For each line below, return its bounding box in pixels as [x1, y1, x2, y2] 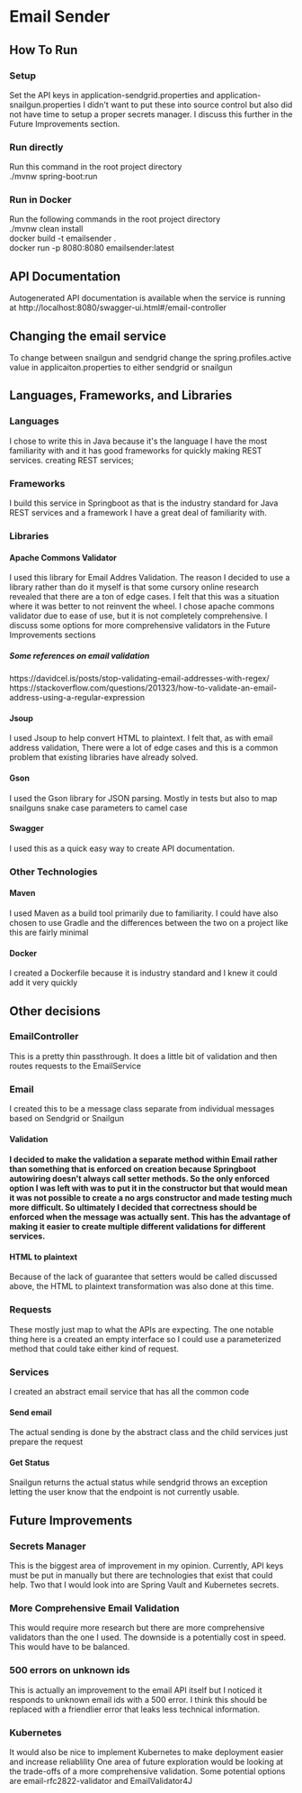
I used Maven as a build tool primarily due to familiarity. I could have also [9, 908, 279, 919]
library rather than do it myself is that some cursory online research [9, 581, 259, 592]
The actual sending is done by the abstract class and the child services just [9, 1427, 289, 1438]
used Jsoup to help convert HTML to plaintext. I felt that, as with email [13, 733, 273, 744]
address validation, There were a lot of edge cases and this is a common [9, 742, 279, 754]
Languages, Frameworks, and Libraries [9, 388, 233, 403]
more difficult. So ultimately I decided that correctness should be [9, 1202, 258, 1213]
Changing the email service [9, 328, 166, 343]
